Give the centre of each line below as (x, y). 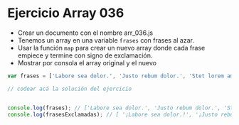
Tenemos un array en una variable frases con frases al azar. (106, 40)
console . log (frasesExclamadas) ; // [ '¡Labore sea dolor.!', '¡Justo (113, 114)
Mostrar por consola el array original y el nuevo (87, 62)
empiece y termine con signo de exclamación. (85, 55)
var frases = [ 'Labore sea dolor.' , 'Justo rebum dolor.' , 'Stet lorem (116, 76)
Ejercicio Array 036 (66, 13)
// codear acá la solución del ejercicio (70, 89)
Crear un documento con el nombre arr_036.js (85, 33)
